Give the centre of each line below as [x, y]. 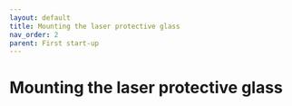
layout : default [40, 18]
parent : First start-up [54, 43]
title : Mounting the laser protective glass [95, 26]
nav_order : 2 [34, 34]
